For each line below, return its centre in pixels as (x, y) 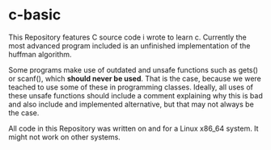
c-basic (35, 15)
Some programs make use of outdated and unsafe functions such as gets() (133, 69)
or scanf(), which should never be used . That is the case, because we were (135, 78)
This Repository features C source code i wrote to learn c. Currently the (127, 37)
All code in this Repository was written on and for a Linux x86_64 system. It (133, 128)
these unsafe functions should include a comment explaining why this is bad (135, 95)
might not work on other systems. (65, 137)
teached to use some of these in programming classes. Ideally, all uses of (131, 87)
